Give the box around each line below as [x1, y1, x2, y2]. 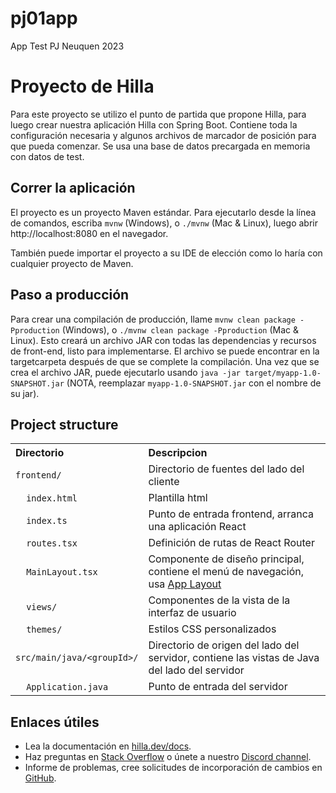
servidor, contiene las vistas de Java [148, 651, 320, 665]
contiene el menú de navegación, [148, 565, 304, 579]
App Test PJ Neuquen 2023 [10, 40, 125, 52]
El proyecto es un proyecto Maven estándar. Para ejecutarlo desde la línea [10, 206, 317, 218]
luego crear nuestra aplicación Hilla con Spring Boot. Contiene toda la [10, 118, 298, 131]
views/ [26, 602, 58, 613]
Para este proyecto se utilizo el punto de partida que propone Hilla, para [10, 108, 307, 120]
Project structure [10, 416, 119, 433]
